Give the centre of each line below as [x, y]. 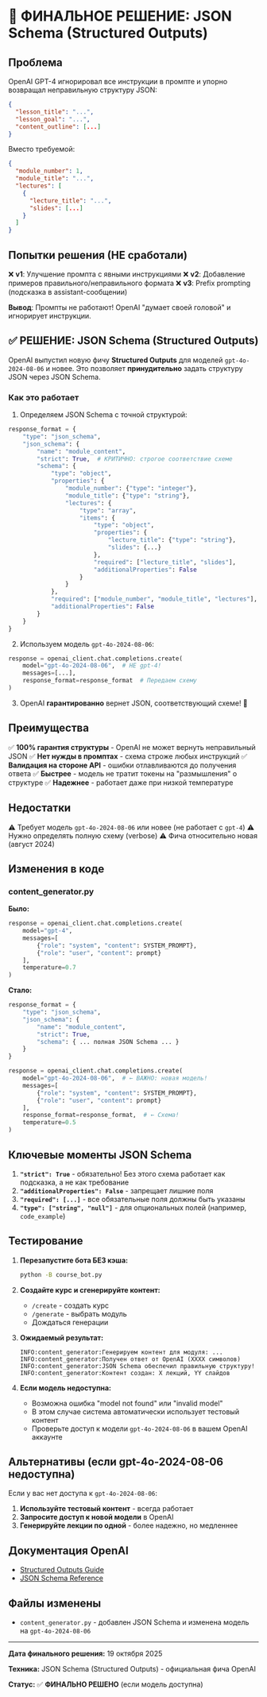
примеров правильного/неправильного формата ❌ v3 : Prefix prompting [130, 283]
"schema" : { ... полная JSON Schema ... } [108, 1042]
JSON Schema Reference [61, 1578]
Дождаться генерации [70, 1322]
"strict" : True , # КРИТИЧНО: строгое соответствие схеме [135, 459]
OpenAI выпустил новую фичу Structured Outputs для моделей [116, 360]
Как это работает [44, 397]
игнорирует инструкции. [50, 315]
